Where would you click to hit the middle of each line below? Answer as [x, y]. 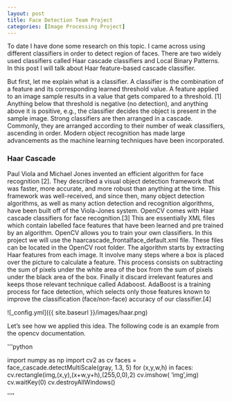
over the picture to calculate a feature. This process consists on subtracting [115, 262]
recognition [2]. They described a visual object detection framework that [111, 181]
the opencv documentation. [47, 333]
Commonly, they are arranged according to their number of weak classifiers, [116, 126]
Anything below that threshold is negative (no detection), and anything [108, 104]
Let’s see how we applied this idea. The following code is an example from [113, 326]
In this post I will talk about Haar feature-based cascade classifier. [101, 68]
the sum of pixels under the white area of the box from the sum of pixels [110, 269]
